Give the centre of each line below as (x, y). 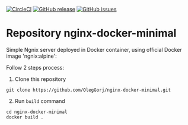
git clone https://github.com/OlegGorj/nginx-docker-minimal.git (88, 90)
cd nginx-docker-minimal (37, 112)
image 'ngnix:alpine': (32, 56)
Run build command (40, 101)
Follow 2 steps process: (35, 67)
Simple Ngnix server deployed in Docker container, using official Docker (94, 49)
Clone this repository (40, 79)
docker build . (25, 117)
